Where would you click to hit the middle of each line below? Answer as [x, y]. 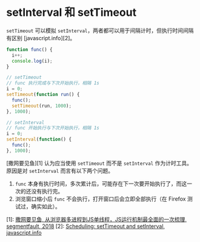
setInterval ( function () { [39, 140]
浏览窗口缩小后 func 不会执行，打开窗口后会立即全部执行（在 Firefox [100, 199]
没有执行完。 [47, 191]
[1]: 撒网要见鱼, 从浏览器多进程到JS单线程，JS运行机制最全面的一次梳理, [96, 219]
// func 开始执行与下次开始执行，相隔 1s [53, 128]
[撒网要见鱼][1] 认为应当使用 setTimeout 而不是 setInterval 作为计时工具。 [99, 163]
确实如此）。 [46, 206]
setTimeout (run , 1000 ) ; [42, 106]
